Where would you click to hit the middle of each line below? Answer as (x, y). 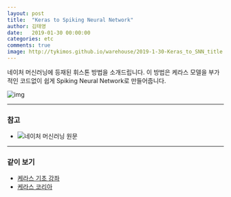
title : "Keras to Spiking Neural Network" (70, 20)
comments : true (29, 45)
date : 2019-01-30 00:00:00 (49, 33)
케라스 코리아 (35, 187)
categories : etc (30, 39)
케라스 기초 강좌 (38, 178)
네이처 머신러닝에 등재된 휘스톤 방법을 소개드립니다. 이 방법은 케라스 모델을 (107, 72)
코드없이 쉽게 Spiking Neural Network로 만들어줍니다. (93, 80)
